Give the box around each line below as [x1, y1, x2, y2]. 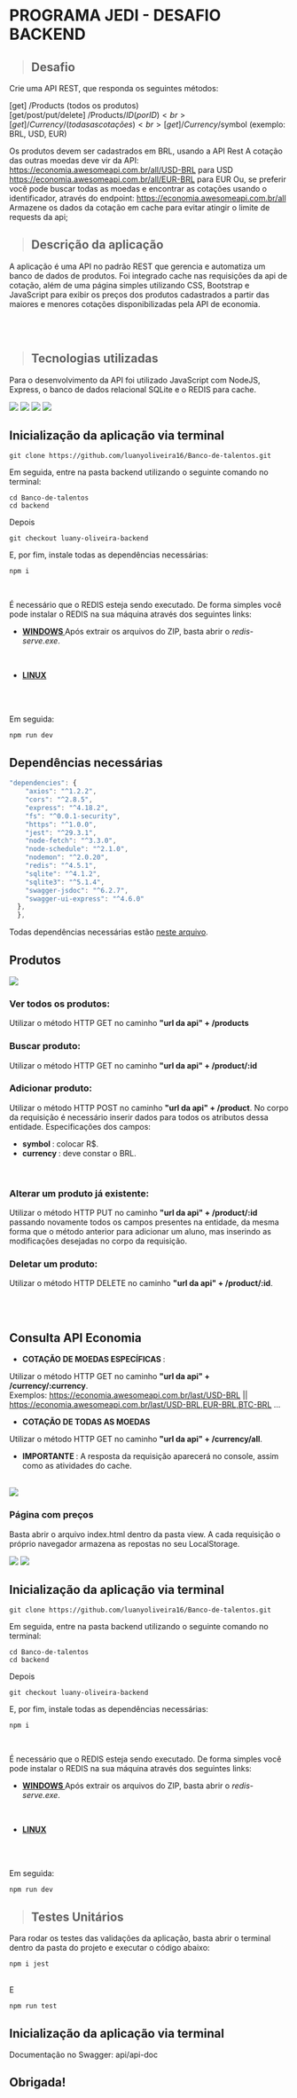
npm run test [9, 2002, 58, 2011]
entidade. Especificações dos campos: [9, 1121, 151, 1132]
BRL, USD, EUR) [9, 129, 67, 138]
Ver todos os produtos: [9, 998, 111, 1010]
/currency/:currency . [9, 1381, 89, 1392]
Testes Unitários [30, 1909, 124, 1924]
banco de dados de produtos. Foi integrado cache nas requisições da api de [9, 270, 288, 280]
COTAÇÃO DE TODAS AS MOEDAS [21, 1416, 151, 1427]
